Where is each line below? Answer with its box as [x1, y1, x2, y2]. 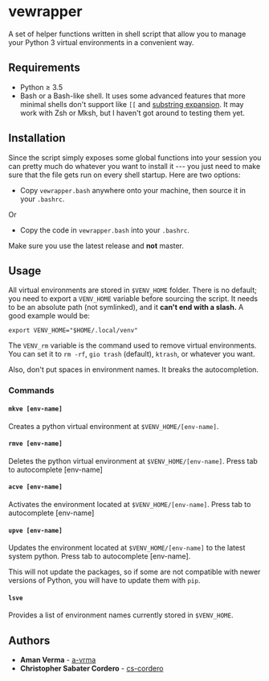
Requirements [8, 61, 80, 75]
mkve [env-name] [8, 405, 63, 413]
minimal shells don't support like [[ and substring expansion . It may [19, 99, 244, 109]
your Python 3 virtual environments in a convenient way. [8, 37, 194, 47]
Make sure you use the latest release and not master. [8, 241, 185, 250]
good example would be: [8, 311, 91, 320]
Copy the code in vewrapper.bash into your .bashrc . [19, 225, 190, 235]
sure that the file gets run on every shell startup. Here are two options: [8, 170, 241, 180]
